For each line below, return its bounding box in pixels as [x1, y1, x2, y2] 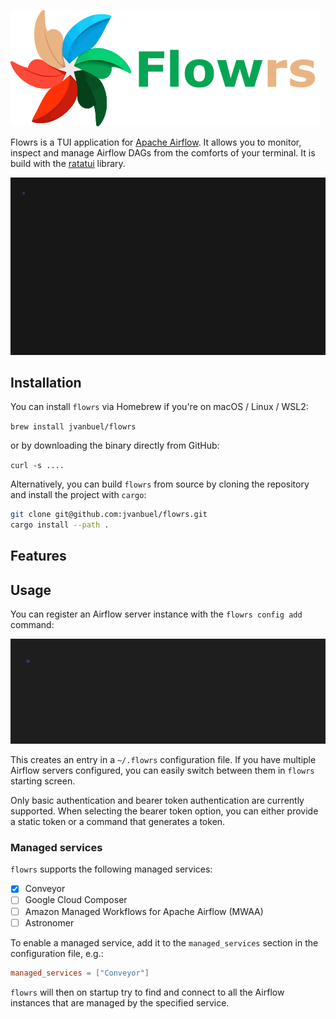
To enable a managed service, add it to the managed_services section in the [10, 936, 319, 949]
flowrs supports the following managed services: [10, 863, 213, 875]
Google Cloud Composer [24, 894, 128, 906]
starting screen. [10, 775, 76, 787]
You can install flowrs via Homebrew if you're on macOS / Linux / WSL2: [10, 401, 309, 413]
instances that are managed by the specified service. [10, 996, 230, 1009]
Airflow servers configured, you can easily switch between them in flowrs [10, 765, 315, 777]
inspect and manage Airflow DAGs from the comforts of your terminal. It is [10, 147, 316, 159]
